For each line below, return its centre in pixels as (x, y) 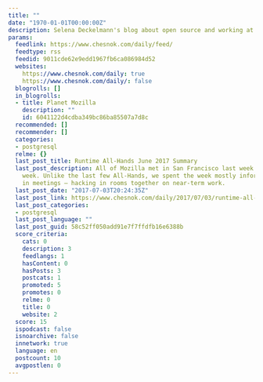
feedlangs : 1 (43, 256)
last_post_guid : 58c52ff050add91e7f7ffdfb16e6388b (99, 227)
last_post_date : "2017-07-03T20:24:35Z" (82, 190)
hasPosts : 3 (41, 271)
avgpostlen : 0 (38, 366)
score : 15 (31, 322)
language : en (36, 351)
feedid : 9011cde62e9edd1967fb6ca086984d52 (85, 60)
